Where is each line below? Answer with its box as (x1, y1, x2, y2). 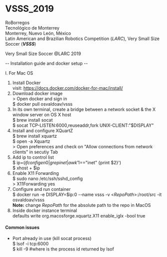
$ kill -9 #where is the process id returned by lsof (12, 246, 114, 252)
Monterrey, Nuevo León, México (5, 30, 71, 36)
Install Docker (12, 80, 41, 86)
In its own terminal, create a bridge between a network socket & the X (12, 106, 156, 112)
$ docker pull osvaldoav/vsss (12, 101, 73, 107)
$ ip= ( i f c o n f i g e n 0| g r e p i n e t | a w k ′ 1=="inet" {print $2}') (12, 159, 121, 165)
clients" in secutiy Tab (12, 149, 58, 155)
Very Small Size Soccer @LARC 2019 (5, 51, 81, 57)
